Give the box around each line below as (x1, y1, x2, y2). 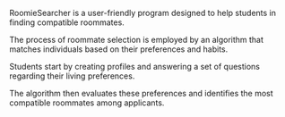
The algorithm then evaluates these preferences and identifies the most (9, 88, 273, 98)
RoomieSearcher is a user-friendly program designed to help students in (9, 8, 276, 18)
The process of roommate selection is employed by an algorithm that (9, 35, 264, 45)
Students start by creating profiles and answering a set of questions (9, 62, 260, 71)
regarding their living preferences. (9, 71, 135, 81)
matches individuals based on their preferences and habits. (9, 44, 229, 54)
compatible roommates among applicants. (9, 97, 165, 108)
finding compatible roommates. (9, 17, 125, 28)
